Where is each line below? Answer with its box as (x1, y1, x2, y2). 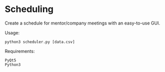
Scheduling (5, 3, 54, 15)
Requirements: (5, 48, 35, 54)
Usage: (5, 29, 20, 35)
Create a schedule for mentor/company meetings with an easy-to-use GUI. (5, 20, 160, 26)
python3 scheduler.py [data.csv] (5, 39, 75, 44)
